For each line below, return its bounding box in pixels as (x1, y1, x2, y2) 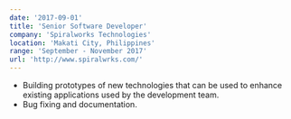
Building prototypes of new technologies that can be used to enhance (22, 80, 283, 90)
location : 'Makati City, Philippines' (9, 38, 155, 48)
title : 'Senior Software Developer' (9, 22, 147, 31)
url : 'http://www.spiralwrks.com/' (9, 55, 144, 64)
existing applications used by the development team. (22, 89, 220, 100)
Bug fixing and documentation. (22, 99, 137, 109)
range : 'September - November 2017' (9, 47, 147, 56)
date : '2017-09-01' (9, 13, 83, 23)
